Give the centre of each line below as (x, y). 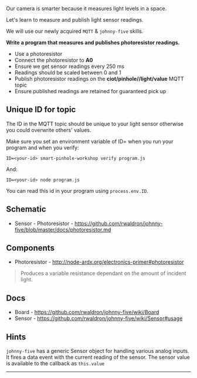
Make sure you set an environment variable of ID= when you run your (90, 141)
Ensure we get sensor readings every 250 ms (69, 66)
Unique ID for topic (41, 110)
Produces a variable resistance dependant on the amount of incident (103, 273)
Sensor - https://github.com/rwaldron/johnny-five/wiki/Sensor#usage (98, 318)
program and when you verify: (43, 147)
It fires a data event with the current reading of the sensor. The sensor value (98, 357)
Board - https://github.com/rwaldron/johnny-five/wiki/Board (87, 312)
